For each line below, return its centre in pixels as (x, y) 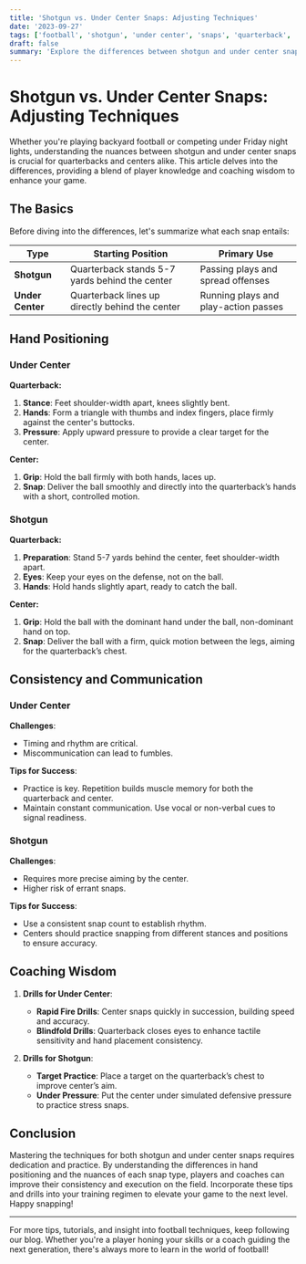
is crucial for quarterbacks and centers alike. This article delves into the (144, 162)
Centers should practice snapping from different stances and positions (155, 933)
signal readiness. (55, 817)
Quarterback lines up (115, 295)
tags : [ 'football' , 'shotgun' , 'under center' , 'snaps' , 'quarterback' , (150, 35)
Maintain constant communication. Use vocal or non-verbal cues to (149, 808)
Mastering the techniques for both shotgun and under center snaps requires (152, 1155)
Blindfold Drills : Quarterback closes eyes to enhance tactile (148, 1030)
